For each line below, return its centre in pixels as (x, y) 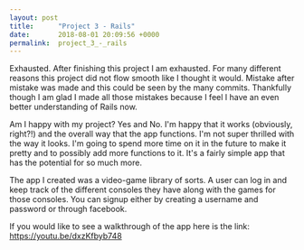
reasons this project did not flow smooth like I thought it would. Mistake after (152, 79)
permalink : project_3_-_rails (68, 43)
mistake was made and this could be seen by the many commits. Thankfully (151, 88)
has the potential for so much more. (76, 162)
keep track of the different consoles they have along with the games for (142, 190)
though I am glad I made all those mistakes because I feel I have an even (144, 97)
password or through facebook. (68, 209)
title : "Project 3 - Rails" (72, 26)
